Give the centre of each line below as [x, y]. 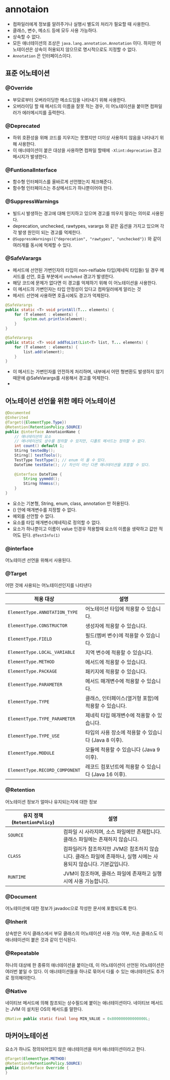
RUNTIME [17, 877]
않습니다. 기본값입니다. [104, 864]
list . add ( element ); [44, 352]
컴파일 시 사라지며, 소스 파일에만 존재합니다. [112, 831]
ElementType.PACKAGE [32, 671]
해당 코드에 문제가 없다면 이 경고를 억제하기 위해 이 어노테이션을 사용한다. [85, 283]
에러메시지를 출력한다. [44, 112]
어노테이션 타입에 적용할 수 [115, 609]
